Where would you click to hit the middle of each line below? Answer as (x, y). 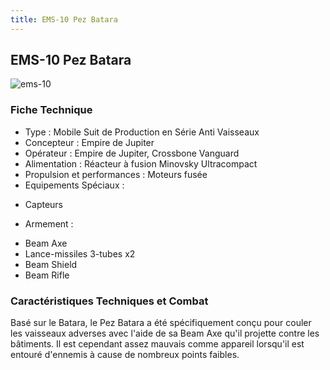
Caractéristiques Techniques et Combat (109, 301)
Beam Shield (51, 264)
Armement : (49, 223)
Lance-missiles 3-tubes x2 (80, 253)
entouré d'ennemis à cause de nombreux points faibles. (125, 355)
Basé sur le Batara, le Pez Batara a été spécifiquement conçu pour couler (161, 323)
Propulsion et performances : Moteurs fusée (116, 174)
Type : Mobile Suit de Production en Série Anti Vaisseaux (142, 132)
